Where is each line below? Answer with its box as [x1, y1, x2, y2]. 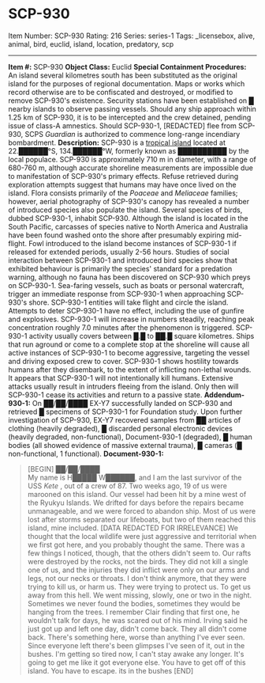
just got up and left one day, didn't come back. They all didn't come [27, 624, 247, 633]
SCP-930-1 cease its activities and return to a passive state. [8, 389, 203, 400]
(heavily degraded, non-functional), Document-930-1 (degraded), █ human [8, 432, 252, 442]
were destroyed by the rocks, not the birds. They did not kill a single [27, 556, 248, 566]
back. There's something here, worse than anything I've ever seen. [27, 632, 245, 642]
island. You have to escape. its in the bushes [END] [27, 666, 194, 675]
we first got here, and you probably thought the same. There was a [27, 540, 245, 549]
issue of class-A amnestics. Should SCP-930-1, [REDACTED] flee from [8, 120, 237, 131]
